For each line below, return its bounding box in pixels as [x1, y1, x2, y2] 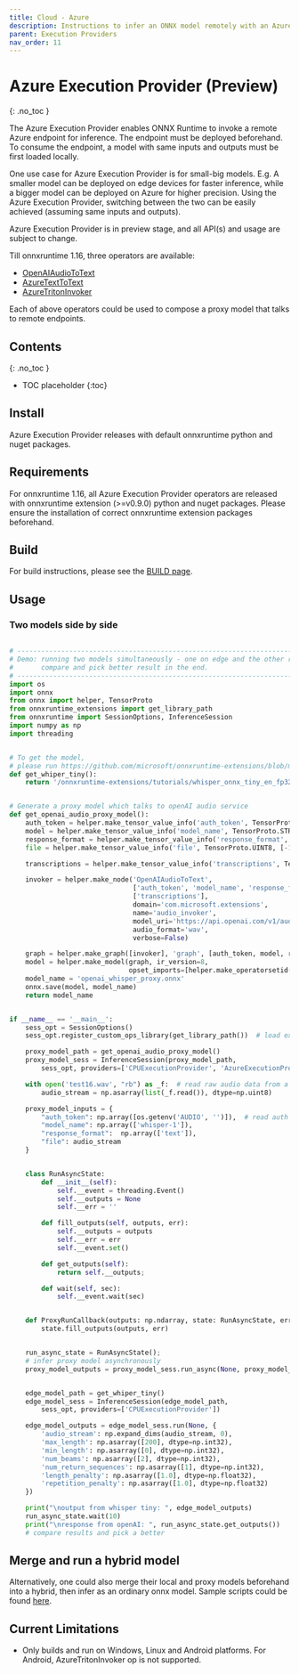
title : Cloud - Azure [9, 12, 90, 22]
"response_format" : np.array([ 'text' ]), [41, 1129, 198, 1138]
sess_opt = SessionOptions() [25, 1023, 133, 1032]
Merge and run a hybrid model [9, 1553, 180, 1568]
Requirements [9, 465, 89, 480]
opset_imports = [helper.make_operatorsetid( [128, 966, 293, 975]
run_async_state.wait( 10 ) [25, 1512, 122, 1521]
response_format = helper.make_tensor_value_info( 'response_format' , [25, 834, 289, 844]
